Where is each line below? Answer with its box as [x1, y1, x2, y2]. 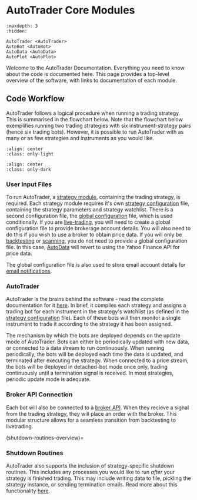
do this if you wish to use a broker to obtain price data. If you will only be [6, 231, 182, 239]
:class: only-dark [6, 166, 51, 173]
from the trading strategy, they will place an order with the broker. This [6, 410, 177, 417]
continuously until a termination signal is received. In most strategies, [6, 369, 174, 377]
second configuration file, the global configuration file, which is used [6, 213, 173, 220]
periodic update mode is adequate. [6, 376, 91, 383]
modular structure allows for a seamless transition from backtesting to [6, 416, 176, 423]
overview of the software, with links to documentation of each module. [6, 77, 178, 84]
